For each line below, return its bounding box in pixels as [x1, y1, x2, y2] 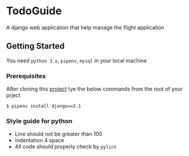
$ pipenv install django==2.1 [6, 103, 82, 110]
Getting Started [6, 41, 65, 51]
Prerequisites [6, 71, 46, 80]
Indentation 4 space [14, 137, 64, 144]
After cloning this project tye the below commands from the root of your [6, 85, 183, 93]
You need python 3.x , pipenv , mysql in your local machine [6, 57, 147, 64]
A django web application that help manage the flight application [6, 24, 165, 31]
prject [6, 92, 21, 99]
